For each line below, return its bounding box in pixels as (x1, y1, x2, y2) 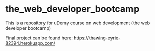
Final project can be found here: (5, 35, 73, 41)
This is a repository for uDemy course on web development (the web (5, 20, 150, 26)
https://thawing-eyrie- (73, 35, 121, 41)
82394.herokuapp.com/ (5, 40, 55, 46)
